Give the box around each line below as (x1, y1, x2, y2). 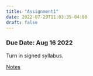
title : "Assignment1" (6, 8, 59, 15)
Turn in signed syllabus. (6, 52, 64, 59)
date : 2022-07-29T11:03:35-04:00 (6, 14, 88, 20)
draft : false (6, 19, 38, 25)
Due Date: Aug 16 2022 (6, 39, 73, 47)
